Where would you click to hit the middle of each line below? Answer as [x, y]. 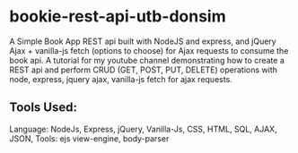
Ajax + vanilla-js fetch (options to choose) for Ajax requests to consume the [149, 50]
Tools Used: [44, 108]
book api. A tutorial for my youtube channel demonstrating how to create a [147, 60]
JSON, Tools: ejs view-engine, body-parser [89, 138]
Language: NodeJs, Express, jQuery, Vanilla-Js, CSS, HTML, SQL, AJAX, [143, 129]
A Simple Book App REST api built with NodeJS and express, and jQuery [143, 41]
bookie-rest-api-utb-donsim [118, 17]
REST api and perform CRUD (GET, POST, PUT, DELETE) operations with [144, 70]
